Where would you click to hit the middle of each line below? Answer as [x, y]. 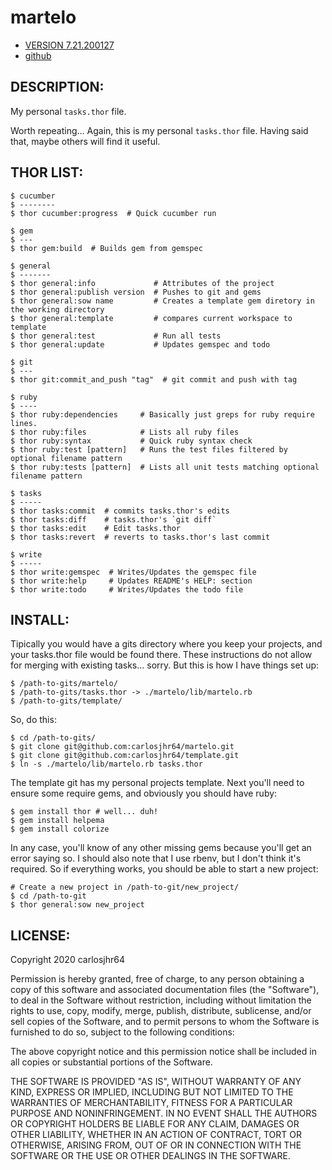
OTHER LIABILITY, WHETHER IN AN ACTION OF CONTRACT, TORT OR [156, 1135]
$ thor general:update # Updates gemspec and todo [140, 344]
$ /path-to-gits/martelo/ [64, 684]
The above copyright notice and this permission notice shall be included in [163, 1052]
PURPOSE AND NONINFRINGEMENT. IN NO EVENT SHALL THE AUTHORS [164, 1113]
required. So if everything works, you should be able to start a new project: [164, 869]
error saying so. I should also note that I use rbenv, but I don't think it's [156, 858]
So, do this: [33, 720]
